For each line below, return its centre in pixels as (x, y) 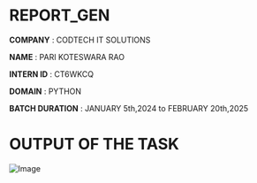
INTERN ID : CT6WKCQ (52, 74)
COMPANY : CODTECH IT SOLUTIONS (80, 40)
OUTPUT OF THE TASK (94, 145)
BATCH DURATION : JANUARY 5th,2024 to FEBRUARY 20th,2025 (129, 108)
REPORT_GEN (60, 15)
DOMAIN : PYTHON (45, 91)
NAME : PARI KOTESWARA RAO (67, 57)
